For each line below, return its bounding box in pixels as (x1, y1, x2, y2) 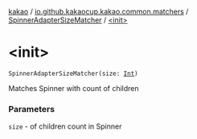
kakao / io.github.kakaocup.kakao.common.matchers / (8, 7, 189, 16)
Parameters (8, 103, 55, 114)
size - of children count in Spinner (8, 121, 122, 131)
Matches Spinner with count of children (8, 83, 139, 93)
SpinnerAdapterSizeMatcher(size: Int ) (8, 69, 138, 77)
